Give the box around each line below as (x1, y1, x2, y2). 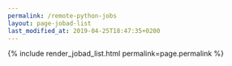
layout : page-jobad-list (7, 19, 92, 27)
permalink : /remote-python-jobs (7, 11, 117, 20)
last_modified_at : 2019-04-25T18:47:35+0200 (7, 27, 161, 35)
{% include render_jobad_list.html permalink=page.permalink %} (7, 49, 225, 59)
